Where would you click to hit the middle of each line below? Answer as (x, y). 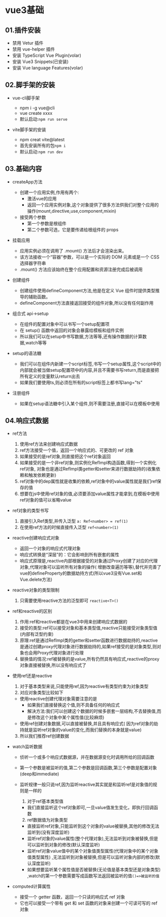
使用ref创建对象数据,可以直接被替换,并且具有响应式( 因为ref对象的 (87, 724)
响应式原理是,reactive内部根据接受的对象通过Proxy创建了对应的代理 (89, 561)
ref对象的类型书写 (30, 510)
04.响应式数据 (27, 421)
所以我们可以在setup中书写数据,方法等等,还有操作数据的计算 (81, 336)
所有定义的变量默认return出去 (50, 376)
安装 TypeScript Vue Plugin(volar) (47, 55)
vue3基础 (25, 10)
